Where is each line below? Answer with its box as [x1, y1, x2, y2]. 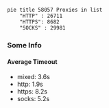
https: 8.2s [16, 87, 48, 96]
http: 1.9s [16, 80, 43, 89]
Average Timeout [7, 57, 58, 65]
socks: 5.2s [16, 95, 50, 103]
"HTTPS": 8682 [19, 19, 60, 25]
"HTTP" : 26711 [19, 12, 63, 19]
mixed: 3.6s [16, 73, 50, 81]
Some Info [7, 40, 43, 50]
